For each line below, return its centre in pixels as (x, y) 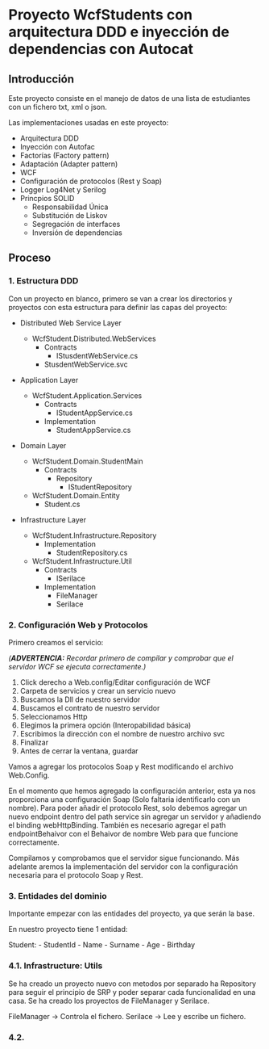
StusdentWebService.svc (86, 364)
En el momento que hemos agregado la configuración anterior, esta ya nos (132, 791)
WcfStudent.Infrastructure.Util (82, 561)
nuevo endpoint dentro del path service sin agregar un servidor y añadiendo (135, 816)
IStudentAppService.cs (94, 413)
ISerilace (71, 578)
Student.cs (62, 504)
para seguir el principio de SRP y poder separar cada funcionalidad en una (132, 992)
